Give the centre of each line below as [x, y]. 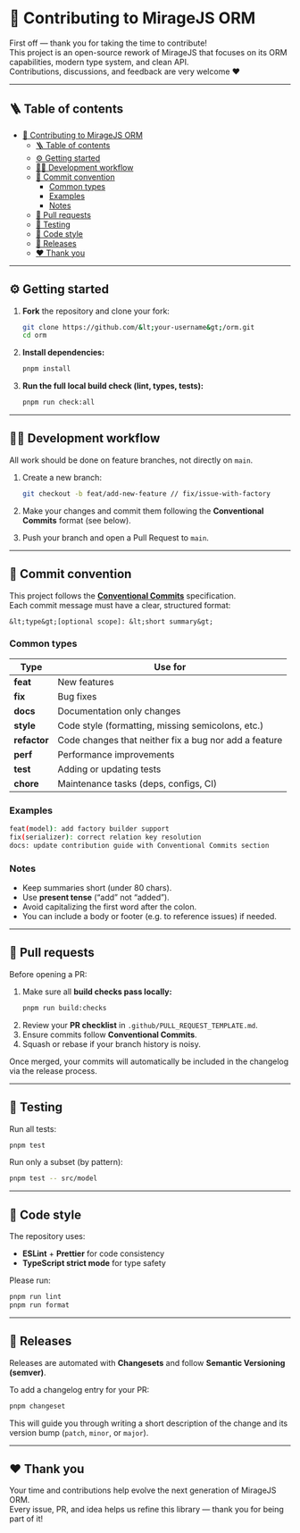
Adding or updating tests [109, 769]
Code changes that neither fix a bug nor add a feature [170, 740]
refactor [31, 740]
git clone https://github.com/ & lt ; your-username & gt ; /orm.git [138, 327]
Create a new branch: [62, 477]
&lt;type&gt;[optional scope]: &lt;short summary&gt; [112, 621]
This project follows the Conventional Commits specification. [123, 595]
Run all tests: [33, 1128]
